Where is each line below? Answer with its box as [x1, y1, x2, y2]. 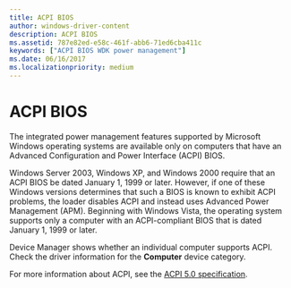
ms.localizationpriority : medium [9, 64, 134, 72]
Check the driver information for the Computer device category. [9, 251, 246, 262]
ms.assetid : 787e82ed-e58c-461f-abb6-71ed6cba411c [9, 38, 202, 47]
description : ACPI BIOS [9, 30, 98, 38]
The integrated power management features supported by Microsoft [9, 131, 261, 141]
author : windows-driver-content [9, 21, 130, 30]
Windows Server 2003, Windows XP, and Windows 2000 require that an [9, 167, 276, 178]
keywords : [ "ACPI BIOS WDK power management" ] [9, 47, 186, 55]
